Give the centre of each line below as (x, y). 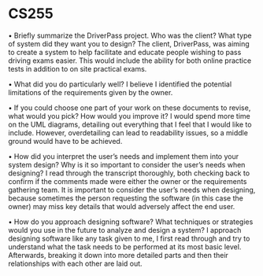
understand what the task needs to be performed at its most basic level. (125, 247)
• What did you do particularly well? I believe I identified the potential (120, 84)
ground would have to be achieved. (65, 141)
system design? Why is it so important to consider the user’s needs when (127, 164)
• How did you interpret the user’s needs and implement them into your (123, 156)
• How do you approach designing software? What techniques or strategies (131, 222)
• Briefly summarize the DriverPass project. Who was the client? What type (130, 35)
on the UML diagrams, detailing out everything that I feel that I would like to (130, 124)
